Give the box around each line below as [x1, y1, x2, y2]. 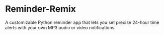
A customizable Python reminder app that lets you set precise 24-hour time [5, 19, 160, 25]
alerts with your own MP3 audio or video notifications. [5, 24, 116, 30]
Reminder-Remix [5, 3, 76, 15]
